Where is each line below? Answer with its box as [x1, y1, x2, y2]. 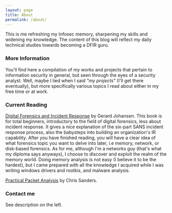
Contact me [5, 190, 35, 197]
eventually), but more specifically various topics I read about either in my [5, 83, 159, 89]
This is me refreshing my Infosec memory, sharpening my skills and [5, 31, 148, 37]
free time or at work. [5, 88, 49, 94]
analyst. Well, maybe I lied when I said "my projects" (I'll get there [5, 78, 144, 84]
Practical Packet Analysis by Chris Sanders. [5, 177, 97, 183]
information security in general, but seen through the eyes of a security [5, 72, 156, 78]
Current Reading [5, 101, 48, 108]
